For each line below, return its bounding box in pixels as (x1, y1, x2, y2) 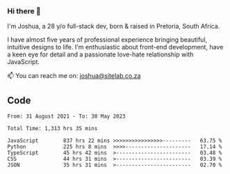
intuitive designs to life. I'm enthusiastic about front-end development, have (7, 43, 224, 52)
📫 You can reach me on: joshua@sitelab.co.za (7, 72, 141, 80)
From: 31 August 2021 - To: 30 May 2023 (7, 113, 126, 120)
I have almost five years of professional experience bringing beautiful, (7, 35, 208, 44)
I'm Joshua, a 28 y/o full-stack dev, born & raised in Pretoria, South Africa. (7, 22, 220, 31)
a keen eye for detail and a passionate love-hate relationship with (7, 50, 194, 58)
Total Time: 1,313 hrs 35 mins (7, 125, 98, 132)
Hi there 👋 (7, 6, 42, 16)
